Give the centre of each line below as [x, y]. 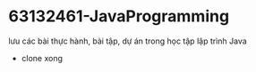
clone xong [42, 58]
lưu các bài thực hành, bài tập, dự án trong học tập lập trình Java [128, 41]
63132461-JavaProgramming [119, 16]
